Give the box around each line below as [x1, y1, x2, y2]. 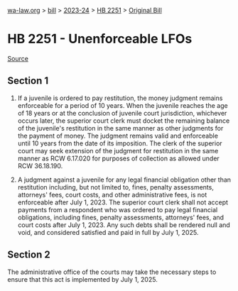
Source [7, 54, 28, 62]
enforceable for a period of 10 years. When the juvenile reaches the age [17, 101, 229, 109]
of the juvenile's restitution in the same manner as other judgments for [17, 123, 224, 132]
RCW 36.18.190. [17, 161, 63, 170]
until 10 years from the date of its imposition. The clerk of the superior [17, 138, 222, 148]
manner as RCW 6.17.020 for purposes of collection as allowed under [17, 154, 220, 163]
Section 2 [7, 248, 51, 261]
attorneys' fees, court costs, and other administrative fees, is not [17, 190, 207, 199]
